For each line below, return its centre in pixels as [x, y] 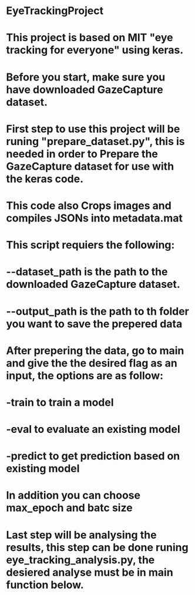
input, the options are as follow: [85, 376]
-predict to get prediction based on [93, 456]
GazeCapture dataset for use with [90, 166]
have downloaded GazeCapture [85, 90]
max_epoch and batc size [70, 508]
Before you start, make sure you [86, 77]
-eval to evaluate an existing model [93, 429]
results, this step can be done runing [97, 547]
